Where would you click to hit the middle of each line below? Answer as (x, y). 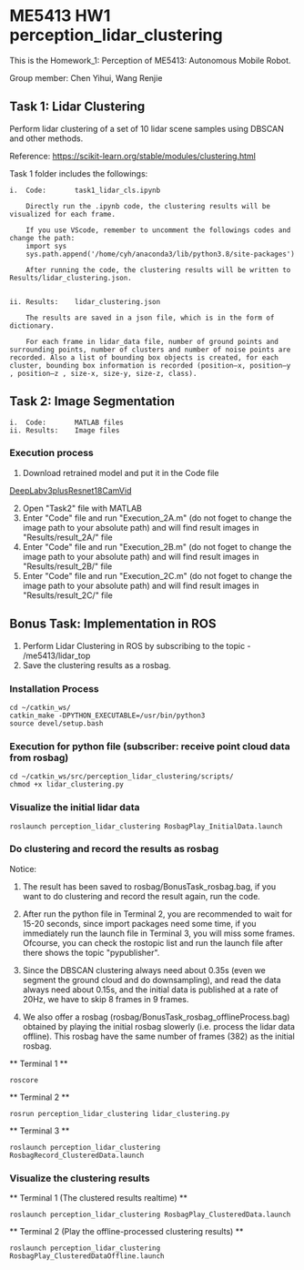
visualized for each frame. (63, 214)
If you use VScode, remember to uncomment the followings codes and (158, 230)
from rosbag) (39, 757)
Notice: (23, 869)
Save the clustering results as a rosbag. (96, 665)
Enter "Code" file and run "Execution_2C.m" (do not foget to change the (157, 575)
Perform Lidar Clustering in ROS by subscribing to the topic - (137, 645)
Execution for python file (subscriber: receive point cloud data (150, 746)
